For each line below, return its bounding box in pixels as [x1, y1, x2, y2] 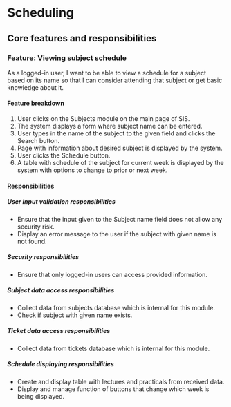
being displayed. [17, 392, 65, 400]
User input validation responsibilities [7, 198, 116, 206]
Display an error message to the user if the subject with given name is [17, 229, 216, 238]
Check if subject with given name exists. [17, 311, 133, 319]
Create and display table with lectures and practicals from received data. [17, 377, 225, 386]
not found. [17, 237, 47, 245]
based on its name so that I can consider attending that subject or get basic [7, 76, 223, 84]
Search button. [17, 137, 60, 145]
